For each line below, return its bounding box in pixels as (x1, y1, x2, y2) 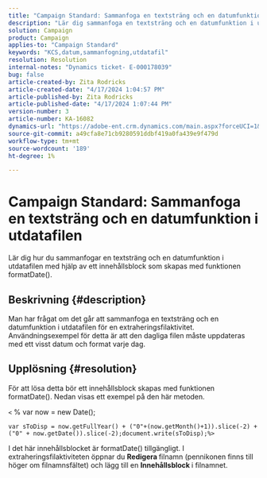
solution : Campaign (8, 26, 73, 34)
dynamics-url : (8, 122, 56, 130)
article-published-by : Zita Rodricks (8, 93, 133, 101)
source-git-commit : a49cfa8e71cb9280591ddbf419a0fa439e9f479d (8, 129, 219, 137)
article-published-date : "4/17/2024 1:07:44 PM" (8, 100, 172, 108)
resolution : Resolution (8, 56, 87, 64)
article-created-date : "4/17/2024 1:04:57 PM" (8, 85, 165, 94)
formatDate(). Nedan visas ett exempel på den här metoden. (8, 391, 205, 401)
